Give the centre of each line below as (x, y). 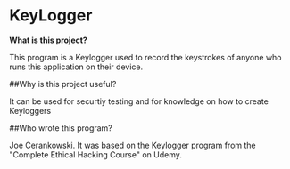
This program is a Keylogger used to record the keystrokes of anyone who (146, 57)
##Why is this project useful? (63, 84)
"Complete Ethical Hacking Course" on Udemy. (96, 154)
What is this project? (48, 40)
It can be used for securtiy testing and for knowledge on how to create (139, 101)
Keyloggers (30, 110)
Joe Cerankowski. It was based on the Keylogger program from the (133, 145)
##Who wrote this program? (61, 128)
